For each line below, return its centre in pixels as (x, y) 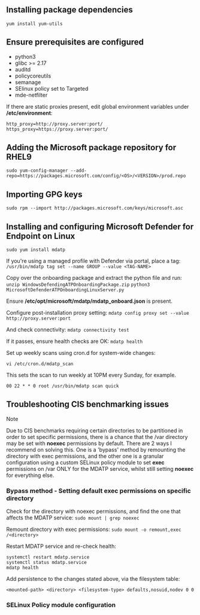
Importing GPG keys (44, 194)
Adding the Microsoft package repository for (91, 147)
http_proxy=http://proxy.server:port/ (54, 124)
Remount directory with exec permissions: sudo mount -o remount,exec (94, 529)
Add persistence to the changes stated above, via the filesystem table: (93, 579)
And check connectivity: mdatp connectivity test (68, 330)
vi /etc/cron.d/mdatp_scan (40, 364)
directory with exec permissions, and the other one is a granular (85, 456)
